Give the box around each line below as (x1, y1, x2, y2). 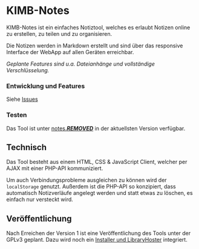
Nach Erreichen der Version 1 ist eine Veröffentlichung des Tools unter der (6, 230, 191, 237)
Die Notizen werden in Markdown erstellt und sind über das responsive (6, 42, 183, 49)
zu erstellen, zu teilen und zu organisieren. (6, 30, 113, 37)
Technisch (6, 142, 47, 152)
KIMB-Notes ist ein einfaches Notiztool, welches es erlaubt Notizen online (6, 24, 191, 31)
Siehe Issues (6, 95, 38, 103)
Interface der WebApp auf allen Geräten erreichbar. (6, 48, 134, 55)
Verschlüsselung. (6, 66, 50, 73)
